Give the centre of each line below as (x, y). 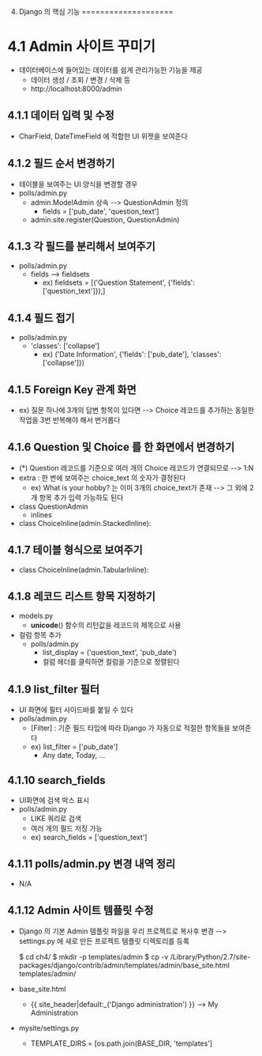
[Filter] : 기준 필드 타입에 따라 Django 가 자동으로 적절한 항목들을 (130, 728)
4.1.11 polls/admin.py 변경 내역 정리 (91, 864)
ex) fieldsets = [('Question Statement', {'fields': (118, 282)
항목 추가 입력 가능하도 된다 (81, 498)
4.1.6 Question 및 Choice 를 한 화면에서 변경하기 (121, 447)
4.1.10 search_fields (56, 780)
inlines (41, 515)
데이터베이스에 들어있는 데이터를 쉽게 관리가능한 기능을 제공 (110, 70)
